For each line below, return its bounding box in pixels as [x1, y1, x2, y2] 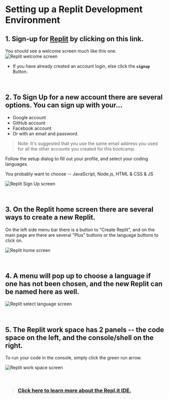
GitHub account [12, 120, 45, 126]
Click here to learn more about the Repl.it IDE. [17, 387, 132, 394]
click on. [5, 237, 23, 243]
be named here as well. [5, 287, 80, 296]
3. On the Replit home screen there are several [5, 205, 154, 214]
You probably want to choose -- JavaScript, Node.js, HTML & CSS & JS [5, 171, 154, 177]
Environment [5, 14, 61, 26]
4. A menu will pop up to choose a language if [5, 272, 151, 280]
